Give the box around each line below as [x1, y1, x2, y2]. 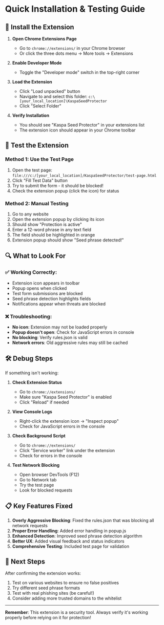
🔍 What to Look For [5, 252, 66, 260]
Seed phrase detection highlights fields [12, 296, 91, 302]
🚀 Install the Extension [5, 23, 74, 31]
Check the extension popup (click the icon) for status [12, 188, 120, 194]
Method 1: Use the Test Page [5, 156, 74, 163]
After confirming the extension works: [5, 570, 82, 576]
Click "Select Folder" [19, 103, 61, 108]
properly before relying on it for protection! [5, 615, 91, 621]
